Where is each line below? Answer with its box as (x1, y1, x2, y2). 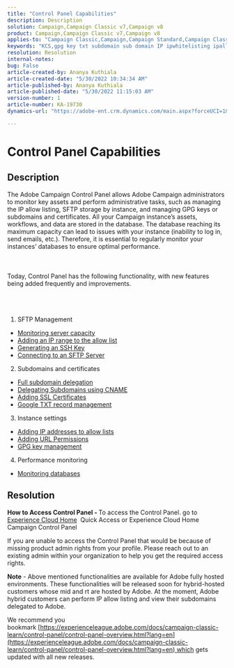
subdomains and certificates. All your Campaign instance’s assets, (7, 212, 198, 221)
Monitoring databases (17, 469, 81, 477)
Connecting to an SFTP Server (17, 351, 105, 359)
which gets (176, 645, 209, 653)
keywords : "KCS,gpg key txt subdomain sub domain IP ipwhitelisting (7, 43, 210, 50)
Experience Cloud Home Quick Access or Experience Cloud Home (7, 515, 200, 524)
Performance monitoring (17, 456, 88, 464)
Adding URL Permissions (17, 435, 89, 443)
